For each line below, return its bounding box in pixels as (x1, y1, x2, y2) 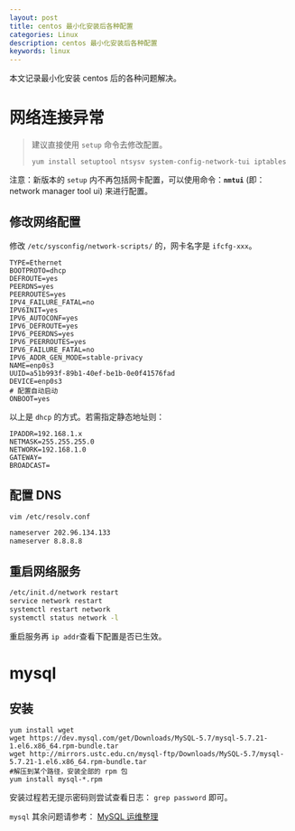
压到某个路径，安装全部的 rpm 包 (20, 767, 128, 776)
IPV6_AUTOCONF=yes (9, 313, 78, 322)
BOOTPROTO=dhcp (9, 266, 67, 275)
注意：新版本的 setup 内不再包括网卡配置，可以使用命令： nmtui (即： (9, 174, 265, 185)
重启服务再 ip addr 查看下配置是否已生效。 (9, 630, 167, 641)
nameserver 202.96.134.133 (9, 528, 111, 537)
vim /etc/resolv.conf (9, 512, 91, 521)
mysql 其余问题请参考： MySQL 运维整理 (9, 810, 159, 822)
